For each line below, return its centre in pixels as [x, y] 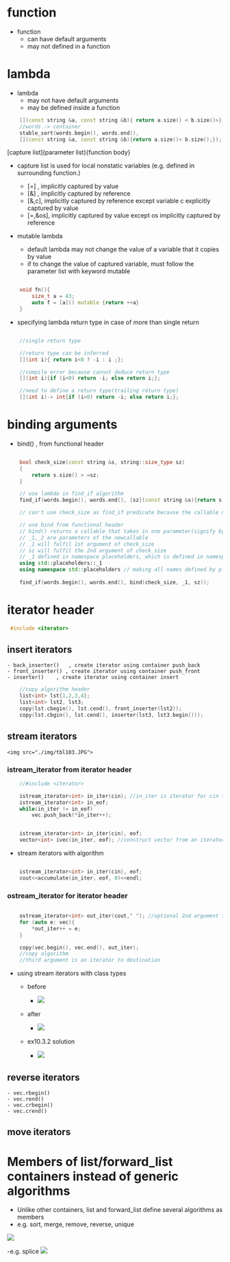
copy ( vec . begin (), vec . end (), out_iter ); [79, 948]
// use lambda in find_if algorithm [72, 494]
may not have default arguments [73, 100]
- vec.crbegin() [30, 1105]
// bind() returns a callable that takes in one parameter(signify [117, 531]
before [37, 987]
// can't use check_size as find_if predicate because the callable [119, 513]
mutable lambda [40, 236]
